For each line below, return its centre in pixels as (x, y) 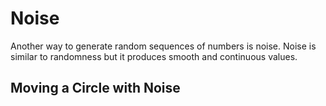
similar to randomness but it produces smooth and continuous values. (154, 56)
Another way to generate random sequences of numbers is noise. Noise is (163, 46)
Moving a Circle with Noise (95, 88)
